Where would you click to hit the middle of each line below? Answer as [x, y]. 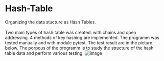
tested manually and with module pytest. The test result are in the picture [79, 42]
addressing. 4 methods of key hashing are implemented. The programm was [82, 38]
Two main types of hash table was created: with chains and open [70, 32]
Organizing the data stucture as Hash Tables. [51, 22]
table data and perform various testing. [45, 53]
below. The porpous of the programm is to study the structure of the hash [79, 48]
